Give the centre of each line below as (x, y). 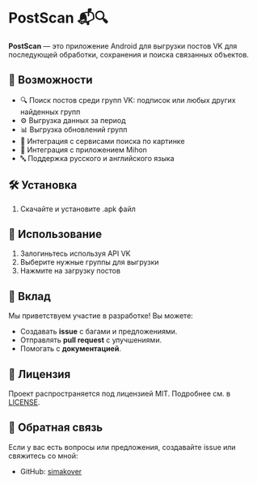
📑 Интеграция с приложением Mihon (84, 150)
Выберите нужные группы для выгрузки (89, 262)
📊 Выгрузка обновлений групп (74, 129)
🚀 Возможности (51, 80)
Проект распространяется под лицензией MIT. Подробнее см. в (120, 393)
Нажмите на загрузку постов (70, 271)
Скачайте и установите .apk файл (78, 209)
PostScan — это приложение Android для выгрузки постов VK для (123, 46)
